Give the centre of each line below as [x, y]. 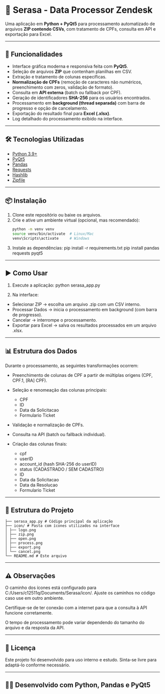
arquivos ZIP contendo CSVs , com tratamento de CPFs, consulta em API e [81, 29]
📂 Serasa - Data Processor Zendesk [79, 10]
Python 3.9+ [25, 154]
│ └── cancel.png [23, 552]
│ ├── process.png [24, 543]
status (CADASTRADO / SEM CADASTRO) [62, 469]
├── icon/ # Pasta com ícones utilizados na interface [62, 526]
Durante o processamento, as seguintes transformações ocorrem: [72, 365]
